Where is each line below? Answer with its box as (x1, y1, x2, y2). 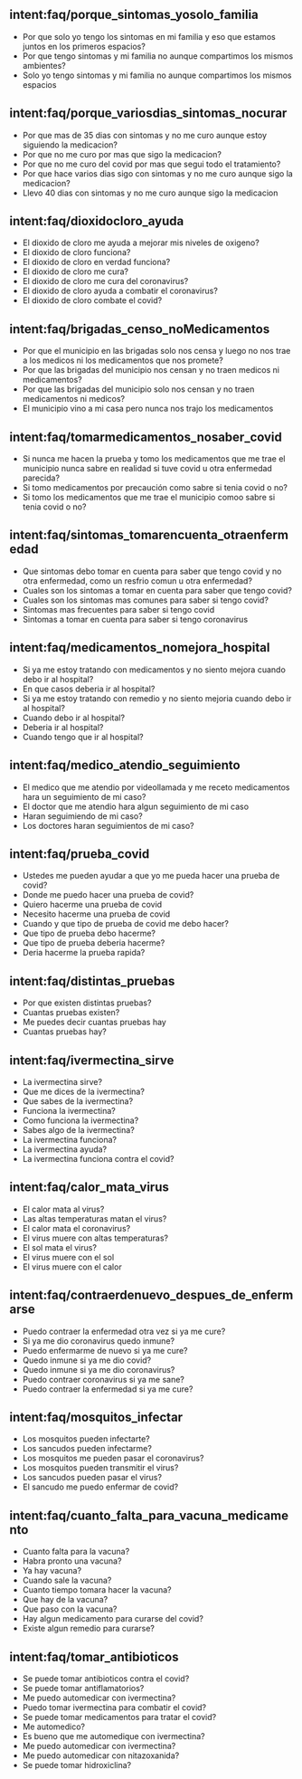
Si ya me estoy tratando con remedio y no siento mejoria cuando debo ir (22, 692, 292, 704)
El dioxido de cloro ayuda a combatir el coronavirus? (22, 285, 219, 297)
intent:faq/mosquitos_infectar (9, 1409, 184, 1424)
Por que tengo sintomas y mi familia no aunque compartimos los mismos (22, 50, 294, 62)
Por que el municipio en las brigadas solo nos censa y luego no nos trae (22, 346, 291, 357)
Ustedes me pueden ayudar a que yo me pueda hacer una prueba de (22, 870, 280, 881)
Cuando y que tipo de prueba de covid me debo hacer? (22, 918, 229, 929)
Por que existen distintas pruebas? (22, 997, 152, 1008)
